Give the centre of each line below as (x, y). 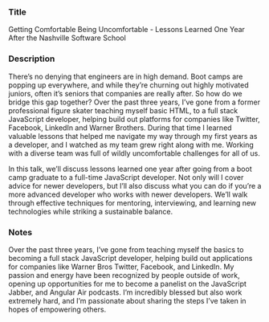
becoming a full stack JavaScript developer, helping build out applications (130, 258)
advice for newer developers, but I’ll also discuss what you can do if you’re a (135, 185)
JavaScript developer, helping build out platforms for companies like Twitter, (134, 119)
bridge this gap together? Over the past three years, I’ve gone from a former (134, 102)
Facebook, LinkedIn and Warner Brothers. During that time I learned (120, 128)
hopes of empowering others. (57, 309)
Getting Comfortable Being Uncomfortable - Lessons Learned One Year (126, 30)
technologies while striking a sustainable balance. (91, 211)
